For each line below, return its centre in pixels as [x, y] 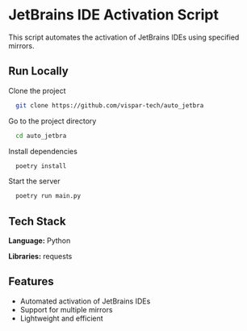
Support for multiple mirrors [66, 309]
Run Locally [38, 71]
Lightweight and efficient [61, 318]
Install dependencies [43, 151]
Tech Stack [37, 221]
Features [31, 281]
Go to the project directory [52, 121]
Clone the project [37, 90]
